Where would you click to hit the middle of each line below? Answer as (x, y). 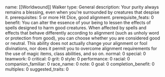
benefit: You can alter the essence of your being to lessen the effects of (78, 22)
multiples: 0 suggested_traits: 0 (37, 69)
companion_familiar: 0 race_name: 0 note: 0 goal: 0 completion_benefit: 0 (80, 64)
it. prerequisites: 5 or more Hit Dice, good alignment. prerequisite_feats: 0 (80, 17)
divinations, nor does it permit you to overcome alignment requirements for (81, 48)
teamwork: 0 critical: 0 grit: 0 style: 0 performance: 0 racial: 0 (68, 59)
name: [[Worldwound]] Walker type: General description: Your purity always (82, 7)
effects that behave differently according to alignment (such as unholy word (82, 33)
